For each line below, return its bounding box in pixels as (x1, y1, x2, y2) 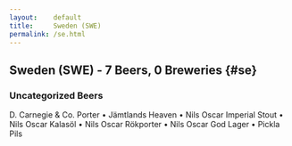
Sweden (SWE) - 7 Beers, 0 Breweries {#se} (9, 62, 257, 77)
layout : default (9, 12, 82, 22)
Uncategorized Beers (9, 89, 104, 101)
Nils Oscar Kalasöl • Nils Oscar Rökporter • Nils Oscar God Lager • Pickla (9, 119, 280, 130)
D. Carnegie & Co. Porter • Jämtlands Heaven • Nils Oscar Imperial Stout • (9, 109, 284, 120)
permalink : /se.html (9, 29, 87, 38)
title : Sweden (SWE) (9, 21, 102, 30)
